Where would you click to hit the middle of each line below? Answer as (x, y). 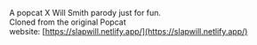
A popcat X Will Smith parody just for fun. (85, 13)
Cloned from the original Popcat (68, 22)
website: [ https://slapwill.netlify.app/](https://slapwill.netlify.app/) (128, 31)
